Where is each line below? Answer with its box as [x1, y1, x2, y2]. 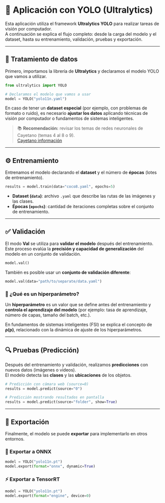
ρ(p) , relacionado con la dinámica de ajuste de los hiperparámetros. [5, 326, 142, 333]
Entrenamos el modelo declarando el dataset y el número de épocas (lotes [5, 169, 157, 176]
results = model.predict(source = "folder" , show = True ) [5, 399, 118, 404]
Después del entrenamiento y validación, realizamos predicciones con [5, 362, 148, 368]
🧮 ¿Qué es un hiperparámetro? [5, 291, 80, 297]
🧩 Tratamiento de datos [5, 55, 78, 63]
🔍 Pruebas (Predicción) [5, 346, 80, 355]
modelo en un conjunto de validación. [5, 251, 81, 257]
